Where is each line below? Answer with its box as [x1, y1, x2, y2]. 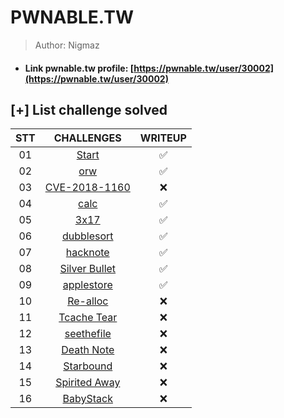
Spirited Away [55, 376, 121, 390]
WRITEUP [139, 131, 187, 145]
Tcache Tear [58, 311, 118, 325]
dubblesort [61, 229, 114, 243]
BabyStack [62, 392, 113, 406]
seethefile [64, 327, 112, 341]
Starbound [63, 359, 113, 373]
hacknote [65, 246, 110, 260]
